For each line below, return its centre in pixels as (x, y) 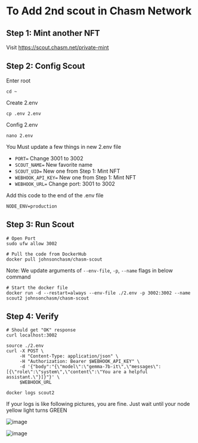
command (18, 277)
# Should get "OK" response (41, 330)
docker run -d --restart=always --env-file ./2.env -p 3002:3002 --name (98, 293)
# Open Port (21, 238)
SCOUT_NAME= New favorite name (53, 164)
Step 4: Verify (33, 317)
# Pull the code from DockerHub (46, 254)
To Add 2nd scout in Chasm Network (99, 11)
